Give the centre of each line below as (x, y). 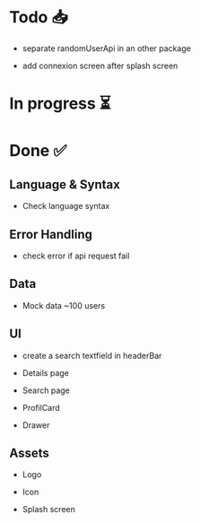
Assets (29, 453)
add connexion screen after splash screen (100, 65)
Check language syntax (66, 206)
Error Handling (51, 234)
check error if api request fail (76, 256)
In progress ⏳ (60, 104)
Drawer (36, 425)
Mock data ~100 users (64, 305)
